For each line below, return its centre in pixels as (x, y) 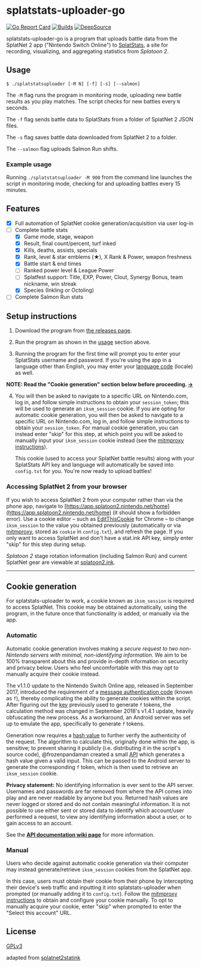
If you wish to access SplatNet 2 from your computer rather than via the (95, 499)
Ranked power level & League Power (69, 270)
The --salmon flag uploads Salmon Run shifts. (62, 149)
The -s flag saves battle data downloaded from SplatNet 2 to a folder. (92, 137)
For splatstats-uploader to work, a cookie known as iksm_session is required (100, 601)
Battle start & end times (53, 264)
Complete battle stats (41, 230)
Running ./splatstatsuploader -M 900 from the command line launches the (99, 178)
